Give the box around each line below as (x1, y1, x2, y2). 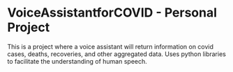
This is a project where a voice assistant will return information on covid (7, 42, 214, 51)
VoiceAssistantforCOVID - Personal (7, 5, 218, 21)
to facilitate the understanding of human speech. (7, 57, 148, 65)
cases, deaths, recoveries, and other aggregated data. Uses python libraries (7, 50, 227, 58)
